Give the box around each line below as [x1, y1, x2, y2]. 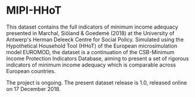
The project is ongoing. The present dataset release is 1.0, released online [6, 79, 187, 86]
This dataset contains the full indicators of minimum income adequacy [6, 23, 178, 30]
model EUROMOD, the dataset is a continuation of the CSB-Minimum [6, 48, 174, 55]
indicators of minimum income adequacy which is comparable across [6, 61, 177, 68]
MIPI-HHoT [6, 4, 62, 17]
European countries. [6, 67, 56, 74]
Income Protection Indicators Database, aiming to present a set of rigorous [6, 55, 189, 62]
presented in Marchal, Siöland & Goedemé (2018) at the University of [6, 29, 175, 36]
